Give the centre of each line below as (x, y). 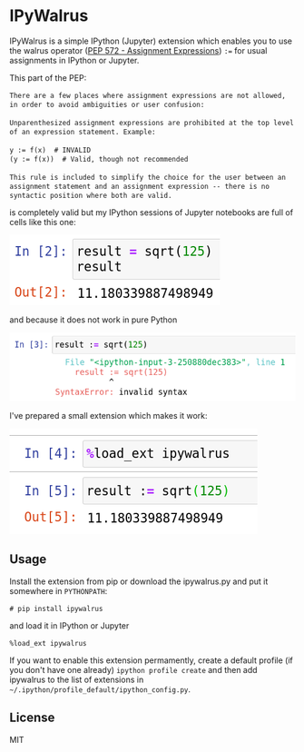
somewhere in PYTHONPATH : (59, 590)
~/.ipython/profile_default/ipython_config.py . (100, 689)
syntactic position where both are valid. (91, 195)
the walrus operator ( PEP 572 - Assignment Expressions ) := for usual (138, 50)
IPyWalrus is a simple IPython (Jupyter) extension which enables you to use (151, 41)
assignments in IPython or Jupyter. (74, 60)
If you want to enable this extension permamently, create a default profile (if (151, 660)
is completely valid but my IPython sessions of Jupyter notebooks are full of (151, 212)
